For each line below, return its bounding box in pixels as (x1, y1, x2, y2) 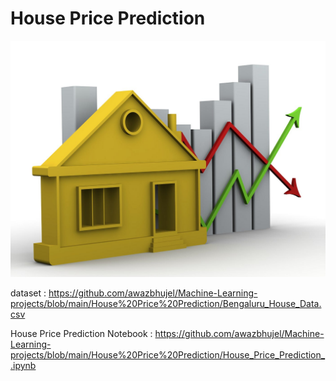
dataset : (10, 287, 47, 299)
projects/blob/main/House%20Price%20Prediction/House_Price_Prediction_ (10, 348, 326, 361)
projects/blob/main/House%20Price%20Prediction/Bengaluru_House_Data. (10, 297, 322, 309)
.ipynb (10, 359, 37, 371)
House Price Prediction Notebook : (10, 327, 153, 339)
